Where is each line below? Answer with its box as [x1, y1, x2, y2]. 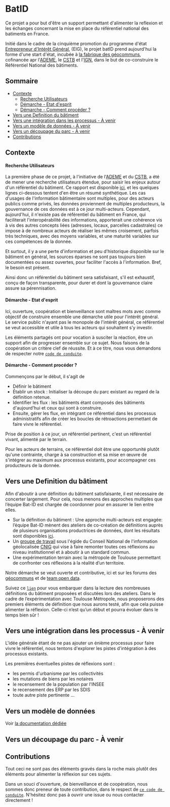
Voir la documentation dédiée [5, 720, 67, 727]
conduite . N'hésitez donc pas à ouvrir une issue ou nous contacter [5, 792, 144, 798]
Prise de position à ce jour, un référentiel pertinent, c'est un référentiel [5, 430, 152, 437]
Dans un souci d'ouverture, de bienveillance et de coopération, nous [5, 781, 148, 787]
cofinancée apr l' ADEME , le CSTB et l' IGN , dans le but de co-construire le [5, 56, 158, 63]
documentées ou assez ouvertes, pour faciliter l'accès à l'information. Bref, [5, 259, 162, 265]
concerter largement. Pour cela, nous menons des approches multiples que [5, 496, 163, 502]
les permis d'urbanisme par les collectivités [12, 670, 104, 676]
